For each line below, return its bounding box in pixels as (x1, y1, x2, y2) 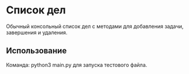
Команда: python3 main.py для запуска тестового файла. (6, 61, 148, 68)
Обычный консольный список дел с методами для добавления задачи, (6, 23, 184, 30)
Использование (6, 46, 67, 56)
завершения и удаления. (6, 29, 68, 36)
